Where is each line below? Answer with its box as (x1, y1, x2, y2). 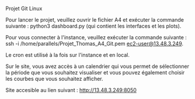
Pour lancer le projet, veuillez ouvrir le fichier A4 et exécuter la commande (5, 16, 184, 23)
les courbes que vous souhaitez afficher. (5, 76, 103, 82)
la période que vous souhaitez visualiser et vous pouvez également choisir (5, 69, 185, 76)
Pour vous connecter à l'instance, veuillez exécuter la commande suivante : (5, 34, 187, 40)
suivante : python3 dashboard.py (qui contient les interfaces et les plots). (5, 23, 182, 29)
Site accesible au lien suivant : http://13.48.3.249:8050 (5, 87, 137, 93)
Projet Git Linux (5, 5, 43, 12)
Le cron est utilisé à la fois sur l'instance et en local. (5, 52, 130, 58)
